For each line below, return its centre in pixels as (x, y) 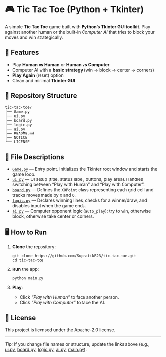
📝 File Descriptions (35, 157)
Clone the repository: (34, 247)
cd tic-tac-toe (28, 260)
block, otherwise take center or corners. (53, 216)
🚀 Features (22, 53)
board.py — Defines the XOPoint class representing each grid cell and (83, 190)
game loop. (24, 174)
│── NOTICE (16, 137)
